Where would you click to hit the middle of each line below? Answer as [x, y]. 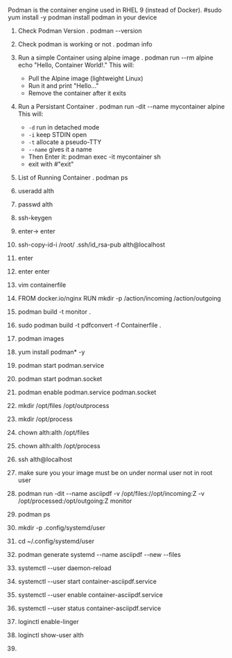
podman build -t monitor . [54, 312]
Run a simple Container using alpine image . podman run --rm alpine [116, 57]
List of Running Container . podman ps [73, 177]
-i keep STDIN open [57, 135]
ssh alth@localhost [45, 459]
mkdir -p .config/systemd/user [62, 528]
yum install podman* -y [51, 352]
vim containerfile [42, 285]
